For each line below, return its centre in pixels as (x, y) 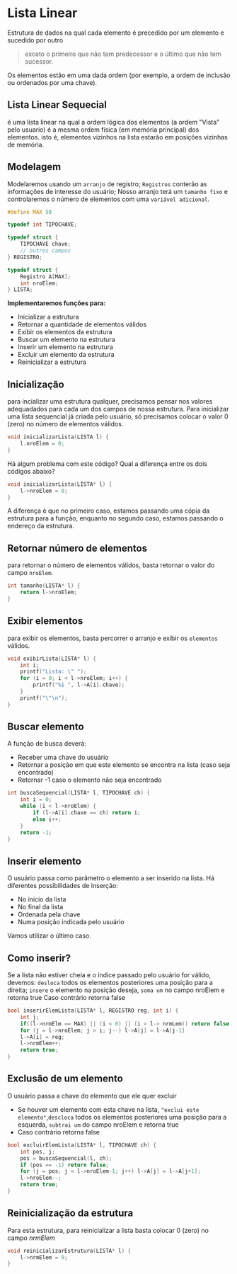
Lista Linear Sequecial (57, 105)
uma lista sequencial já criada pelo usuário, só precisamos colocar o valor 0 (118, 416)
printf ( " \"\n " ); (44, 698)
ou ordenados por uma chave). (52, 82)
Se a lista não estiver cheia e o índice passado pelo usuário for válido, (109, 975)
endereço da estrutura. (41, 526)
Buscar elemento (46, 727)
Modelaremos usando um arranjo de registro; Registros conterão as (107, 184)
